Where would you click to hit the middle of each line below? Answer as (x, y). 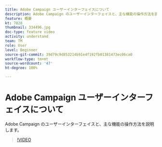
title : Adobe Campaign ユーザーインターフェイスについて (57, 9)
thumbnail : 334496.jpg (28, 28)
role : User (16, 45)
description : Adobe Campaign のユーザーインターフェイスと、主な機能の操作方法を (80, 14)
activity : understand (27, 37)
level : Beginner (21, 50)
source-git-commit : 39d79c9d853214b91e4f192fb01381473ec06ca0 (69, 54)
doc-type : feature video (30, 32)
